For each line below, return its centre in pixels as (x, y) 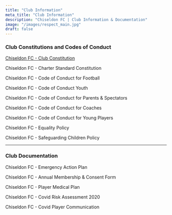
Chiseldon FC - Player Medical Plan (43, 187)
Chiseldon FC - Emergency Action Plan (46, 167)
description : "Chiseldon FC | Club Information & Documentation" (76, 19)
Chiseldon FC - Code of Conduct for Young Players (59, 118)
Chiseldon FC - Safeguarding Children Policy (52, 138)
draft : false (19, 29)
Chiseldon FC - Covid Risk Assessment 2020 (53, 197)
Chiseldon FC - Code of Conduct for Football (52, 78)
